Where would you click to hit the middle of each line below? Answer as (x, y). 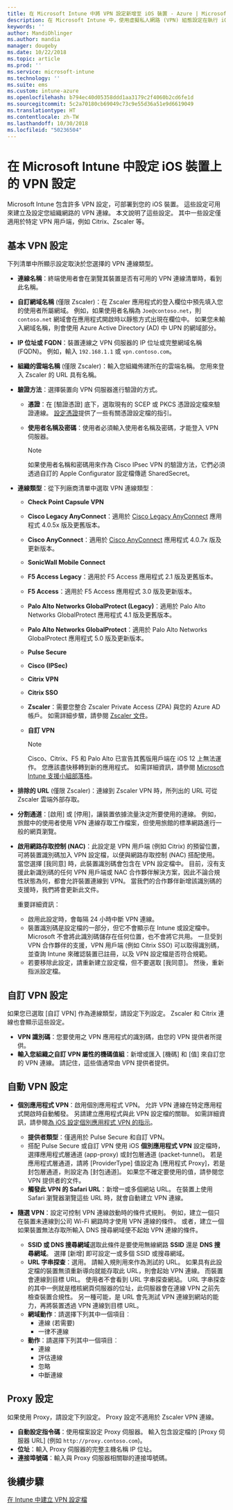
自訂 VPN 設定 (37, 995)
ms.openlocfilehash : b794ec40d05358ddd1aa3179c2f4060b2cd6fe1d (101, 98)
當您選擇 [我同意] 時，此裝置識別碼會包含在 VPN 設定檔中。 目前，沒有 (118, 864)
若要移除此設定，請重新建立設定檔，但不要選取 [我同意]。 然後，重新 (126, 963)
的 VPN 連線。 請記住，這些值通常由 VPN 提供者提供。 (95, 1063)
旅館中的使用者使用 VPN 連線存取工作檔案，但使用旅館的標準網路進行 (116, 823)
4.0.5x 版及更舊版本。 (72, 525)
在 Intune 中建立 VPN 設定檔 (48, 1500)
